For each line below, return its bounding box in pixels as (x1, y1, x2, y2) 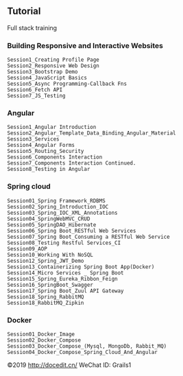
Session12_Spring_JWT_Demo (7, 257, 84, 264)
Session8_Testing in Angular (7, 166, 90, 173)
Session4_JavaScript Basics (7, 75, 88, 82)
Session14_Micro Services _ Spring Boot (7, 269, 125, 277)
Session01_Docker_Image (7, 331, 75, 338)
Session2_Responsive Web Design (7, 62, 99, 69)
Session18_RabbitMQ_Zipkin (7, 299, 84, 306)
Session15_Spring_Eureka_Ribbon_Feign (7, 275, 118, 282)
